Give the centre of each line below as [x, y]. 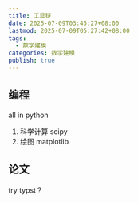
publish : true [32, 61]
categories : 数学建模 [42, 53]
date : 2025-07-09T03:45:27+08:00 [64, 23]
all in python [29, 115]
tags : [17, 38]
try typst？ [26, 190]
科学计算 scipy [43, 131]
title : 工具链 [30, 16]
